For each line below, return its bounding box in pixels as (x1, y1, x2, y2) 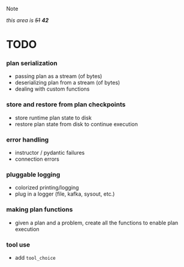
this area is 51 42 (6, 17, 49, 23)
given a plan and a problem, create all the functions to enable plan (14, 219, 179, 226)
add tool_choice (14, 254, 56, 261)
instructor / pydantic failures (14, 149, 85, 157)
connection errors (14, 155, 60, 163)
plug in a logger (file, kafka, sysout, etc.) (14, 190, 115, 197)
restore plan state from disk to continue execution (14, 120, 138, 128)
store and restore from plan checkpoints (6, 100, 126, 109)
